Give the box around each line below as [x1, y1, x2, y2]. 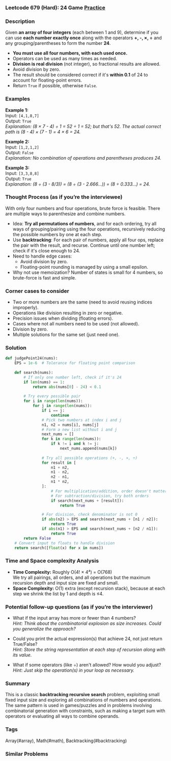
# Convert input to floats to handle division [14, 540, 115, 546]
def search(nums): [14, 370, 53, 375]
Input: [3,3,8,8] [5, 170, 39, 176]
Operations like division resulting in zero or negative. [12, 310, 123, 316]
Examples [5, 95, 31, 103]
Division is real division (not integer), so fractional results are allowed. [12, 61, 161, 67]
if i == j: [41, 408, 65, 413]
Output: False [5, 149, 34, 156]
